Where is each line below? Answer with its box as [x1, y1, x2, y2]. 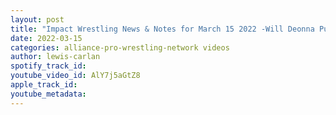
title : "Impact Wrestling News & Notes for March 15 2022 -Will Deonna [10, 24, 315, 34]
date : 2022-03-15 [10, 33, 83, 43]
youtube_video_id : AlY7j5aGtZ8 [10, 71, 141, 81]
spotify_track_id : [10, 61, 87, 71]
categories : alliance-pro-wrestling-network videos [10, 42, 230, 53]
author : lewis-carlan [10, 52, 101, 62]
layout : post [10, 14, 65, 25]
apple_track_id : [10, 80, 78, 90]
